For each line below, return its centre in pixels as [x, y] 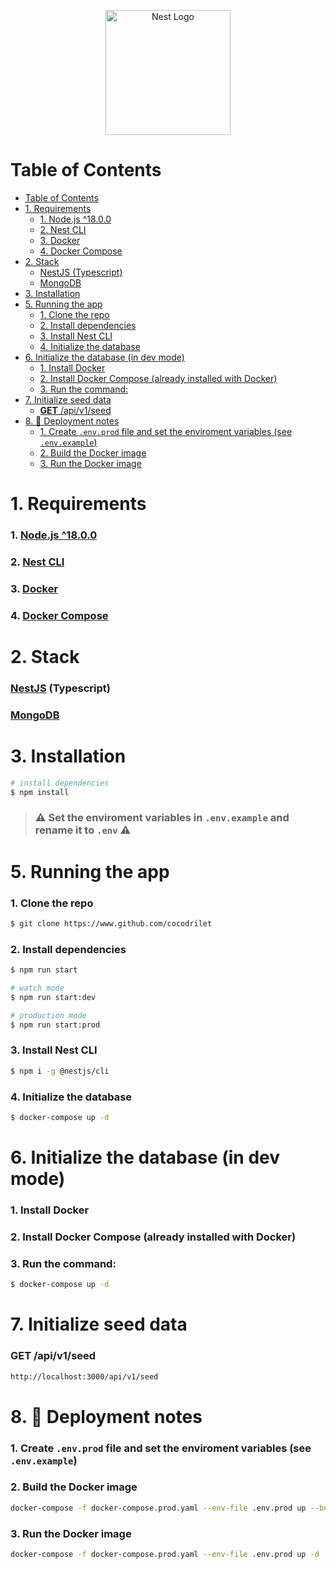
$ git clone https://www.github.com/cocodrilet [111, 923]
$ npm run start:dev [53, 997]
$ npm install [40, 792]
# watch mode [37, 988]
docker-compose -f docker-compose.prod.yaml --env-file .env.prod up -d [165, 1554]
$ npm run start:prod [55, 1025]
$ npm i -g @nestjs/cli [60, 1071]
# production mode [48, 1015]
